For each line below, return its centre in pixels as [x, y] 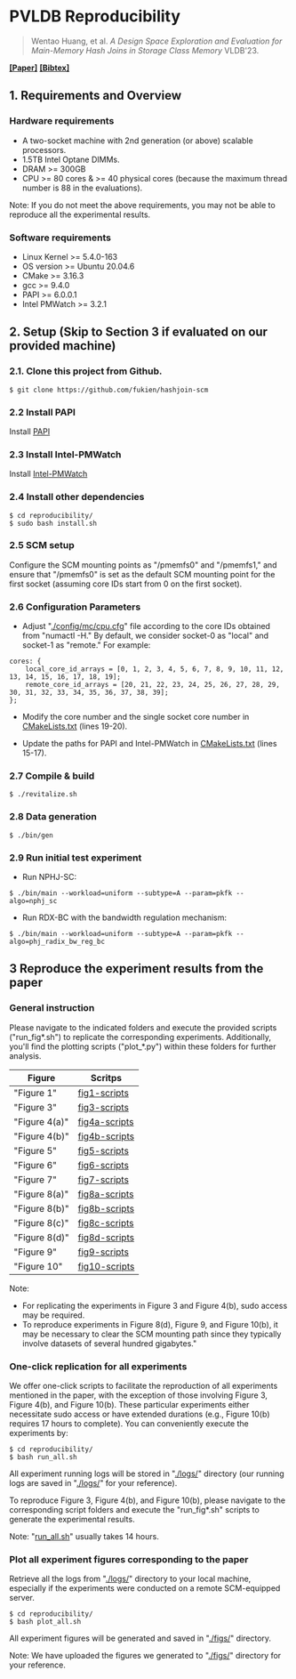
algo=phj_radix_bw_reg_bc [57, 941]
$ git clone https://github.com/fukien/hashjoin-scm [109, 390]
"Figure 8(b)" [41, 1208]
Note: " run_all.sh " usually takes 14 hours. [84, 1536]
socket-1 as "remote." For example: [86, 645]
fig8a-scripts [106, 1194]
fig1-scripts [103, 1093]
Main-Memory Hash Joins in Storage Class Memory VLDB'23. [145, 50]
